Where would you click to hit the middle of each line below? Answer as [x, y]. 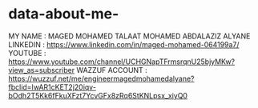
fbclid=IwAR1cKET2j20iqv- [52, 87]
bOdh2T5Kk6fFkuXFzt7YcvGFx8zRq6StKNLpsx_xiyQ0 [98, 95]
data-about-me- [64, 14]
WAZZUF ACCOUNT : [112, 70]
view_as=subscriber [41, 70]
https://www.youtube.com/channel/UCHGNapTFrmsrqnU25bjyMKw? [122, 62]
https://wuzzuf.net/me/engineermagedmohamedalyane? [101, 78]
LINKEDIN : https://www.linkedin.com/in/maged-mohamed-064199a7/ [124, 44]
